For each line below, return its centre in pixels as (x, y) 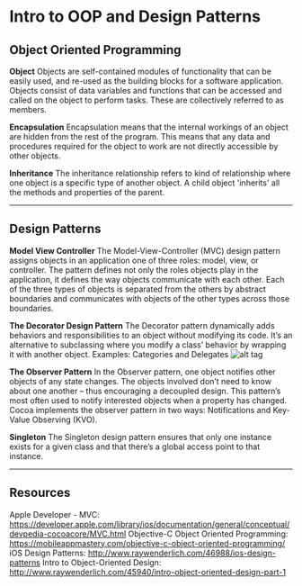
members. (28, 109)
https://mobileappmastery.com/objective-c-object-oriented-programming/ (147, 543)
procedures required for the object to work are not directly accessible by (144, 146)
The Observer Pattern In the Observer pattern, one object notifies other (142, 372)
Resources (40, 493)
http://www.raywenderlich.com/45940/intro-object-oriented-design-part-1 (147, 572)
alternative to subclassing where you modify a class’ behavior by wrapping (148, 345)
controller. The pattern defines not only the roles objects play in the (134, 270)
